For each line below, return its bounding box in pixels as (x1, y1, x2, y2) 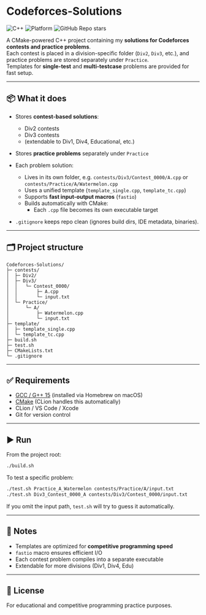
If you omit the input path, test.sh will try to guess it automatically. (6, 502, 175, 510)
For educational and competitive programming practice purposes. (6, 601, 173, 609)
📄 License (6, 586, 45, 596)
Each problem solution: (15, 161, 74, 169)
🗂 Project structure (6, 242, 84, 253)
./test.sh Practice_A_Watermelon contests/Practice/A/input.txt (6, 486, 174, 492)
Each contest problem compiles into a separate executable (15, 555, 164, 563)
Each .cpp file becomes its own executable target (33, 206, 158, 213)
